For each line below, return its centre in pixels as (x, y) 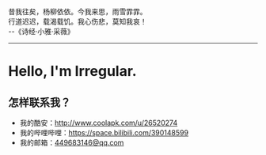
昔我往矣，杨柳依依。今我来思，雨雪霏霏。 (78, 11)
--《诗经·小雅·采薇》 (41, 31)
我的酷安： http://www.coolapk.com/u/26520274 (99, 123)
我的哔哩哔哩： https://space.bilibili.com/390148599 (104, 132)
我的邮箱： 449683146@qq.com (72, 142)
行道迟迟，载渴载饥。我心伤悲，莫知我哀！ (78, 21)
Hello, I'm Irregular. (72, 72)
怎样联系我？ (40, 102)
